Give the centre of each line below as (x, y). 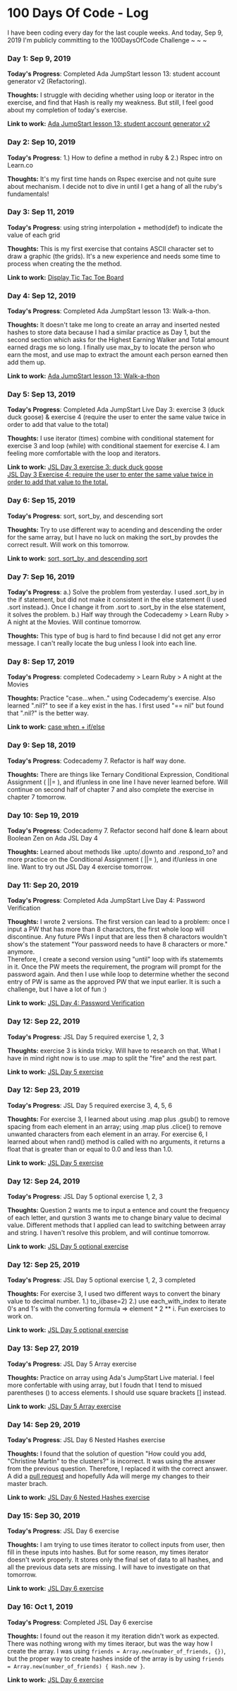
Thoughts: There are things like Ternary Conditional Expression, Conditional (118, 774)
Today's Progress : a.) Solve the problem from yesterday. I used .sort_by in (116, 592)
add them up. (27, 363)
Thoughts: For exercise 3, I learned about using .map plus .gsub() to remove (119, 1119)
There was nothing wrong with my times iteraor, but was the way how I (110, 1643)
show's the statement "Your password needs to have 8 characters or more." (117, 944)
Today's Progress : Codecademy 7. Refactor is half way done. (97, 761)
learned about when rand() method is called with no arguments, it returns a (116, 1141)
